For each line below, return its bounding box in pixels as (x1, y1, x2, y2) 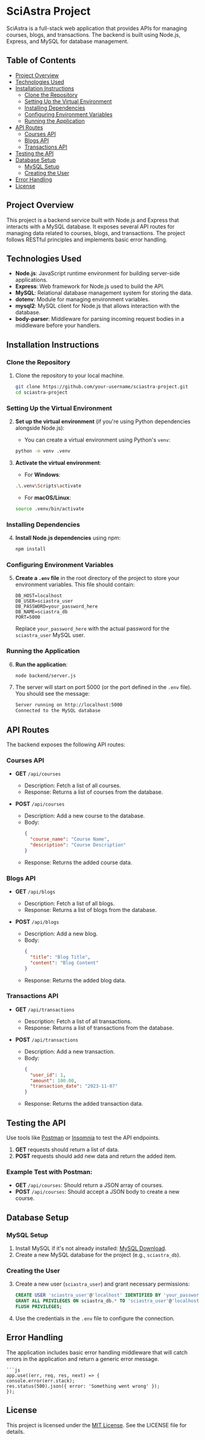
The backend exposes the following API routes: (6, 741, 125, 748)
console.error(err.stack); (6, 1378, 75, 1384)
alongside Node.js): (15, 424, 65, 432)
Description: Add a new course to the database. (24, 812, 145, 820)
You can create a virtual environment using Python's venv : (24, 436, 171, 443)
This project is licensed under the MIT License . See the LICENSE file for (6, 1421, 187, 1428)
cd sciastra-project (15, 389, 68, 396)
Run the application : (15, 660, 68, 668)
